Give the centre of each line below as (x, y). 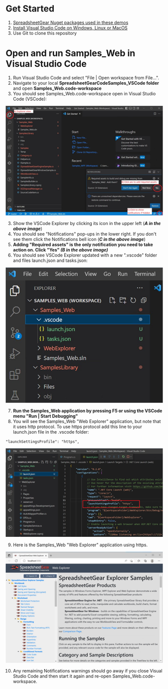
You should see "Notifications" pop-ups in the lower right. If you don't (84, 234)
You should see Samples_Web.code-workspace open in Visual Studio (84, 93)
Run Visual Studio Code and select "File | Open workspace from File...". (86, 77)
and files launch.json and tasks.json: (50, 260)
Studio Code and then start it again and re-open (62, 676)
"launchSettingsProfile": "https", (43, 442)
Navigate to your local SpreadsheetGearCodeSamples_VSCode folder (86, 83)
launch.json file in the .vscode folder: (51, 432)
